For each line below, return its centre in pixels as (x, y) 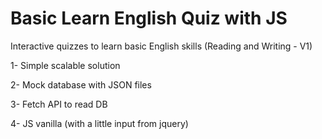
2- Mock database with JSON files (81, 84)
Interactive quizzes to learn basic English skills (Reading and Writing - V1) (161, 46)
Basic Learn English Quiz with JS (149, 18)
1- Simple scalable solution (65, 65)
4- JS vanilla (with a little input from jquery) (99, 123)
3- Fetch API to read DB (59, 104)
